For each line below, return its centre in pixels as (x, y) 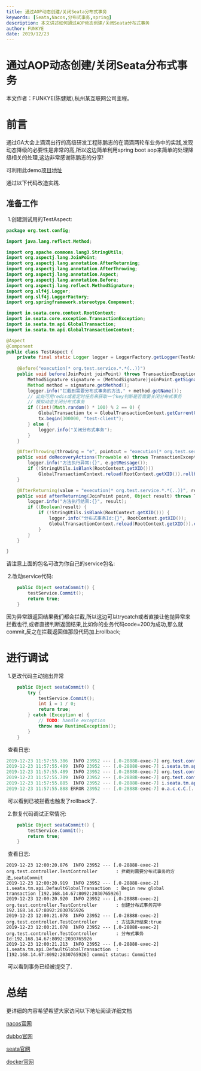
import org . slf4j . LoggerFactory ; (48, 297)
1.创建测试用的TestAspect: (40, 219)
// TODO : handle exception (72, 720)
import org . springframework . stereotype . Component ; (71, 302)
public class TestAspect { (40, 352)
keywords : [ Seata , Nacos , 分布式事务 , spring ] (59, 17)
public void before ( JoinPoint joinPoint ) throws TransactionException (107, 374)
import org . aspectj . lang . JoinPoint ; (52, 258)
